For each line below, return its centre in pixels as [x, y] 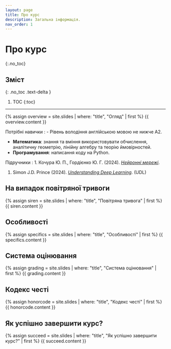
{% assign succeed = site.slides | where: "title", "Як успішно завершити [81, 336]
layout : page [19, 10]
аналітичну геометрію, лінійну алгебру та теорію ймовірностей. [82, 147]
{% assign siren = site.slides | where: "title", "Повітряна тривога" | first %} [84, 201]
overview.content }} [26, 122]
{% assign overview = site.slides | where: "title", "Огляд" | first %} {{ [77, 116]
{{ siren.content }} [24, 206]
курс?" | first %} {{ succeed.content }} [46, 341]
